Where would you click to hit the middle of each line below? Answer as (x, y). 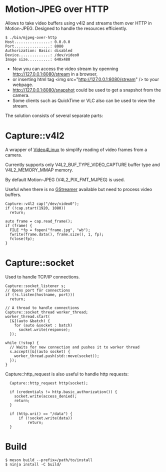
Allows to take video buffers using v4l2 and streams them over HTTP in (78, 23)
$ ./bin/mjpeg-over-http (31, 37)
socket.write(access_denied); (46, 396)
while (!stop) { (22, 343)
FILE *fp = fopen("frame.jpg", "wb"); (50, 230)
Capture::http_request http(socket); (49, 383)
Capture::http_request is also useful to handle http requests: (67, 374)
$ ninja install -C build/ (33, 464)
